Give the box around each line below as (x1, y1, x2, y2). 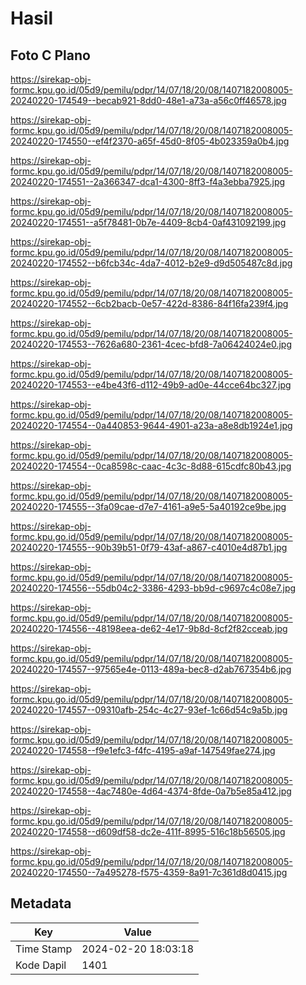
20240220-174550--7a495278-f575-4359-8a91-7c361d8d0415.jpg (10, 867, 288, 878)
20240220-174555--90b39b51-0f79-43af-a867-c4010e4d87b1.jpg (10, 542, 288, 553)
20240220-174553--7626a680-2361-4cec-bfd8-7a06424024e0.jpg (10, 338, 293, 350)
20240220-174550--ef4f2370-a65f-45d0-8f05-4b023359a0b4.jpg (10, 135, 290, 147)
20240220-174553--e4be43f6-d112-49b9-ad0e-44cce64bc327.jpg (10, 379, 292, 391)
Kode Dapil (15, 958, 67, 972)
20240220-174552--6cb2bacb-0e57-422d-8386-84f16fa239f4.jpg (10, 298, 289, 309)
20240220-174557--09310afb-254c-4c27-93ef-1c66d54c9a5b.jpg (10, 704, 288, 716)
